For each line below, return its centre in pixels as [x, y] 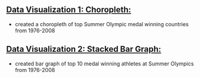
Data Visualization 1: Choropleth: [69, 10]
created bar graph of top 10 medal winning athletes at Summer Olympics [104, 63]
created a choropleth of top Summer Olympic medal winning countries [101, 24]
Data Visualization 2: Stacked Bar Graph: [84, 49]
